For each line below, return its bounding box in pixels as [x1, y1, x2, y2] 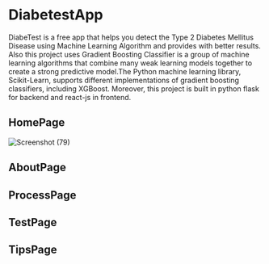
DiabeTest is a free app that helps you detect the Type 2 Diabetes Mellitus [8, 32, 254, 42]
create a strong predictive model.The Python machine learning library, [8, 66, 242, 76]
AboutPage [8, 161, 66, 174]
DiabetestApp [8, 6, 103, 24]
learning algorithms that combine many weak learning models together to [8, 58, 253, 68]
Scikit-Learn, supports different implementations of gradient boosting [8, 75, 240, 85]
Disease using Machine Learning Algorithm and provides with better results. [8, 40, 261, 50]
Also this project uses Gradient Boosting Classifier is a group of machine [8, 49, 250, 59]
